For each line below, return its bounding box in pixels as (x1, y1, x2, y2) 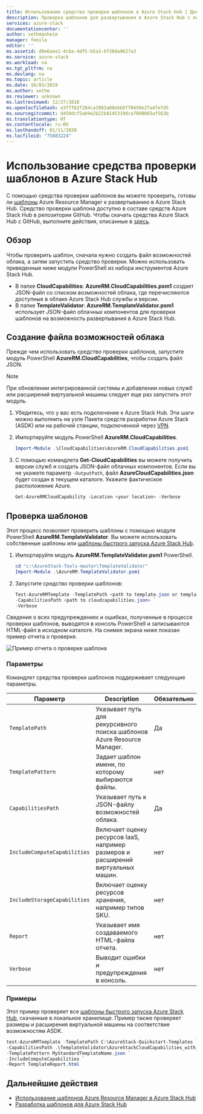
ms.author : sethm (6, 88, 50, 94)
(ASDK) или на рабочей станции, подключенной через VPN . (14, 422, 170, 429)
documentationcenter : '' (6, 25, 69, 32)
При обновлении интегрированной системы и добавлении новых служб (6, 384, 193, 392)
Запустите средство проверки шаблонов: (14, 579, 123, 587)
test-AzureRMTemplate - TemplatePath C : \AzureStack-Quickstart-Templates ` (6, 1039, 199, 1045)
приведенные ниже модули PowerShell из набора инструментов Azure (6, 264, 188, 272)
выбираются (95, 775, 133, 784)
